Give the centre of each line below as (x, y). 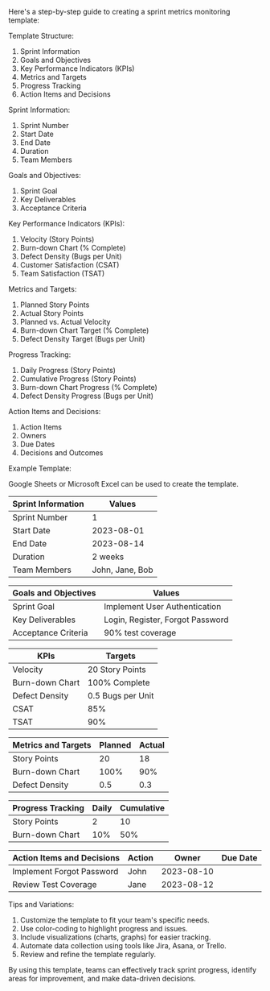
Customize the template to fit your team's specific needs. (115, 920)
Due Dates (37, 444)
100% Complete (119, 682)
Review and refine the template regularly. (88, 954)
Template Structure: (41, 36)
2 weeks (108, 557)
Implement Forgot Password (65, 871)
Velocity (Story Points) (57, 239)
